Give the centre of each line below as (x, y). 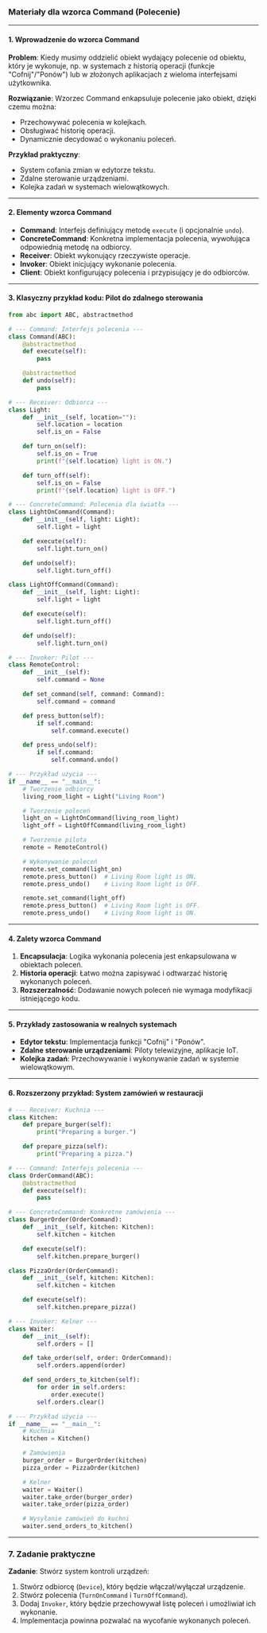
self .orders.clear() (71, 1402)
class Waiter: (32, 1329)
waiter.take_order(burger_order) (78, 1497)
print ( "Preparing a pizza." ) (85, 1154)
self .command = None (71, 680)
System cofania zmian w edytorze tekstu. (87, 170)
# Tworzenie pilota (55, 840)
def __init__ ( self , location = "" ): (79, 417)
